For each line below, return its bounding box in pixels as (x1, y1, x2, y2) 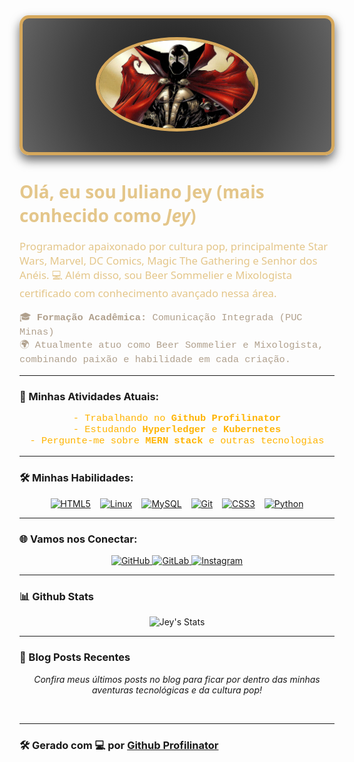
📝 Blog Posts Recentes (19, 650, 131, 664)
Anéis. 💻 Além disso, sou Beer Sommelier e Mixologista (19, 267, 293, 283)
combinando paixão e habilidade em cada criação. (19, 354, 292, 366)
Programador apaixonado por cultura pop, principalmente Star (19, 238, 329, 254)
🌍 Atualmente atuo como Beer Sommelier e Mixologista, (19, 339, 324, 352)
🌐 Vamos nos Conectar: (19, 532, 138, 546)
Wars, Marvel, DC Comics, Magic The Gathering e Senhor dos (19, 252, 318, 268)
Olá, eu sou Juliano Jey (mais (19, 179, 265, 204)
